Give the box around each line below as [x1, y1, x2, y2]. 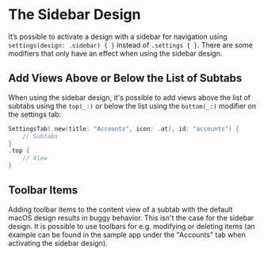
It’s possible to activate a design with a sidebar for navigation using [8, 32, 228, 41]
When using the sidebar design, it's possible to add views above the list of [8, 93, 251, 102]
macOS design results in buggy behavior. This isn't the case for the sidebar [8, 212, 254, 223]
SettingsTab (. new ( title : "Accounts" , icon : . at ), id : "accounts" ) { [8, 124, 239, 132]
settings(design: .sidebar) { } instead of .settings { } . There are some [8, 40, 254, 49]
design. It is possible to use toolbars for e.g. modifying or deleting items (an [8, 221, 255, 231]
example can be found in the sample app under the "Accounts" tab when [8, 230, 246, 239]
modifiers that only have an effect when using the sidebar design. [8, 48, 223, 58]
